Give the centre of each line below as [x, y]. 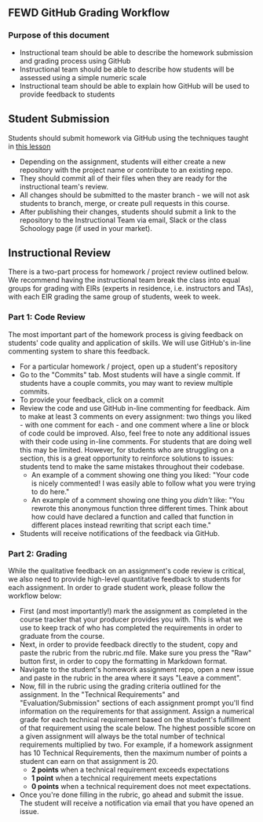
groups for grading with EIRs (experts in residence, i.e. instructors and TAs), [131, 288]
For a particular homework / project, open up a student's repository [128, 366]
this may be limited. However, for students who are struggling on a [127, 450]
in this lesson [29, 146]
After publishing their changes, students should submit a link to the [128, 211]
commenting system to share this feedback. [79, 351]
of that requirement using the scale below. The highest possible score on [137, 728]
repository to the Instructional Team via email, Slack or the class [123, 220]
